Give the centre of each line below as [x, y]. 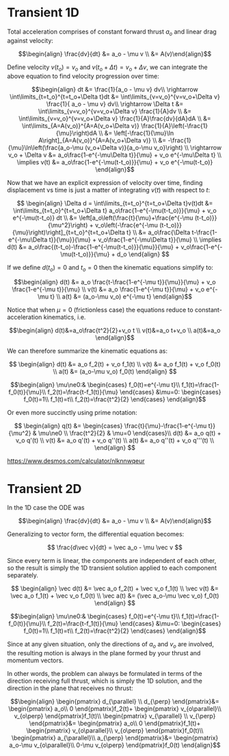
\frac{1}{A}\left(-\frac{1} [175, 125]
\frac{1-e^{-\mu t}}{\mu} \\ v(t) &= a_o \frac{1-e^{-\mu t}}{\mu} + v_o [108, 290]
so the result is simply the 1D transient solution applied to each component [112, 568]
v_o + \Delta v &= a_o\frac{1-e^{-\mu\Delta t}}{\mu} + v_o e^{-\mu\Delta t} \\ [115, 155]
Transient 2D [44, 489]
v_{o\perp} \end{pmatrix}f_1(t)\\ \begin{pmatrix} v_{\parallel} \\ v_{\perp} [115, 716]
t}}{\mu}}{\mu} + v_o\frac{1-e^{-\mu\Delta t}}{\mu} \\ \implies [135, 239]
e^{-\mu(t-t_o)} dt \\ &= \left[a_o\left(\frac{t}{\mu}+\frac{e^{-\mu [103, 218]
